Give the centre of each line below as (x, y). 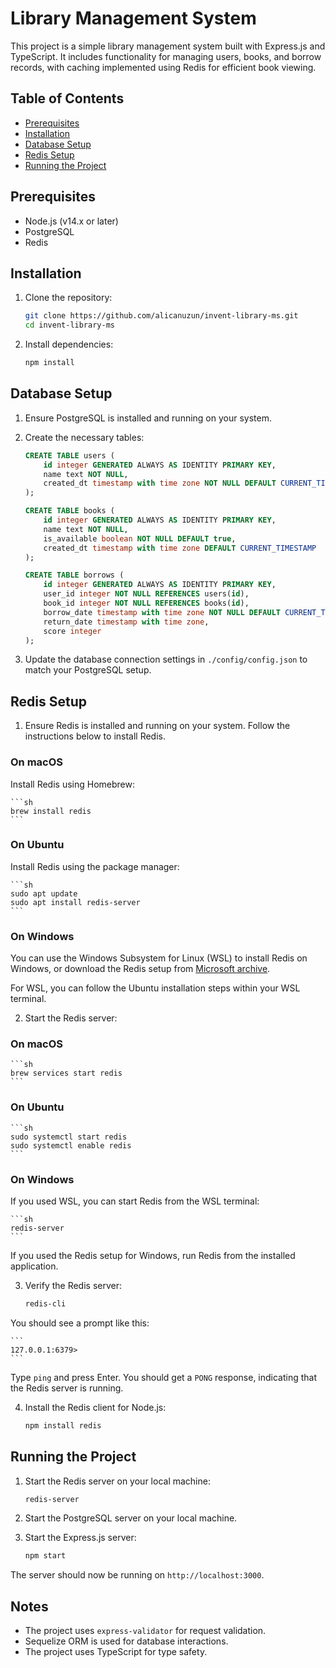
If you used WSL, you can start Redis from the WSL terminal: (135, 1201)
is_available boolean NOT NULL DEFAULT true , (140, 538)
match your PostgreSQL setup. (88, 670)
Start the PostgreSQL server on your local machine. (131, 1518)
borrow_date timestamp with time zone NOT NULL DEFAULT (162, 612)
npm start (45, 1556)
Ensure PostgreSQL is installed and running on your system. (148, 418)
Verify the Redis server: (73, 1286)
